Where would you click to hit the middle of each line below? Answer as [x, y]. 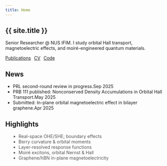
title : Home [18, 10]
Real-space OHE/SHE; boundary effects [60, 136]
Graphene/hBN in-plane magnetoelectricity [64, 158]
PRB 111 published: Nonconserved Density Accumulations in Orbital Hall [87, 92]
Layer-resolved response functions [55, 147]
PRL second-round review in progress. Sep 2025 [63, 87]
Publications [18, 58]
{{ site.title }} [27, 31]
